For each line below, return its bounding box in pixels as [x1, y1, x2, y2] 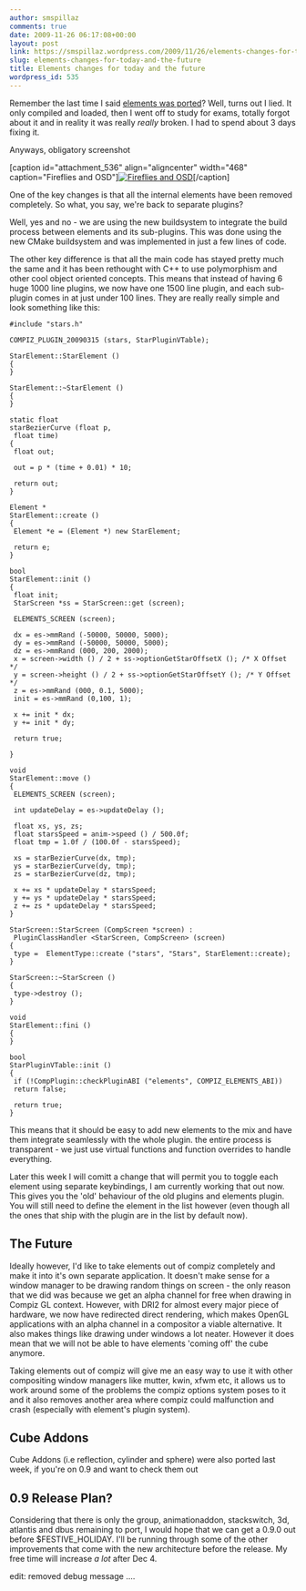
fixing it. [9, 127, 40, 138]
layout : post [9, 38, 59, 48]
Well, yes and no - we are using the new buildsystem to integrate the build [9, 216, 288, 228]
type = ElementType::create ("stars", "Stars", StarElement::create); [13, 949, 291, 958]
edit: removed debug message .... [9, 1571, 136, 1582]
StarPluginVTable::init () [9, 1060, 112, 1070]
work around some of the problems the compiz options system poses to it [9, 1384, 287, 1395]
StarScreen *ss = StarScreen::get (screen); [13, 598, 185, 607]
